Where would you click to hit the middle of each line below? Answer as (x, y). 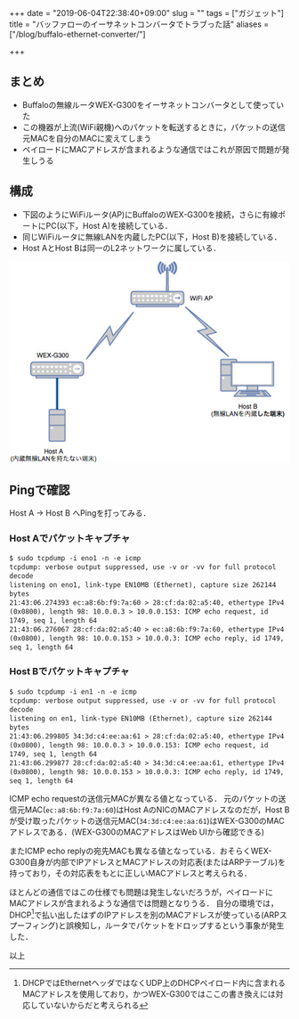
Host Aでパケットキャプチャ (70, 538)
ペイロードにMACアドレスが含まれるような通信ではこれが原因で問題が (152, 149)
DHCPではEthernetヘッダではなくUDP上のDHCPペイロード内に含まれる (154, 983)
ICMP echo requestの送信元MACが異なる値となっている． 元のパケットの (144, 798)
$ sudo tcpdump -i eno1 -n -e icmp (75, 558)
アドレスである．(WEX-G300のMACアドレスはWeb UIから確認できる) (137, 832)
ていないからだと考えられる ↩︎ (93, 1006)
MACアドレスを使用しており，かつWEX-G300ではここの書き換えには (149, 994)
